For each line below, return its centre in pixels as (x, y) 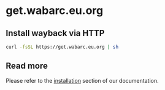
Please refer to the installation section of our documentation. (82, 80)
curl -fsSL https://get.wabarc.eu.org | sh (62, 47)
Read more (27, 66)
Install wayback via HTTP (55, 33)
